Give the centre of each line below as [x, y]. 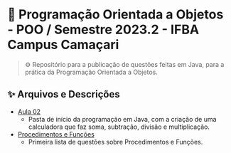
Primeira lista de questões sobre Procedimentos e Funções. [116, 142]
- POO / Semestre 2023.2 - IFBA [103, 30]
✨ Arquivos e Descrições [64, 94]
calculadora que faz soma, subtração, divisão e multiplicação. [119, 127]
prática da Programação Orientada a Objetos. [91, 72]
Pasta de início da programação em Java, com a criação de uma [122, 119]
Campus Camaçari [63, 45]
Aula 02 [29, 111]
